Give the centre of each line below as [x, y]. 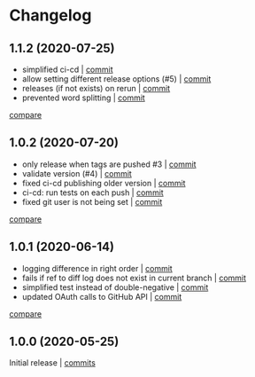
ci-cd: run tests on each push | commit [93, 192]
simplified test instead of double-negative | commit [115, 287]
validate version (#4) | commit [77, 173]
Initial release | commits [52, 363]
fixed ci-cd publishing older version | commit [104, 183]
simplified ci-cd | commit [67, 69]
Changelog [50, 16]
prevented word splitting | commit [84, 98]
